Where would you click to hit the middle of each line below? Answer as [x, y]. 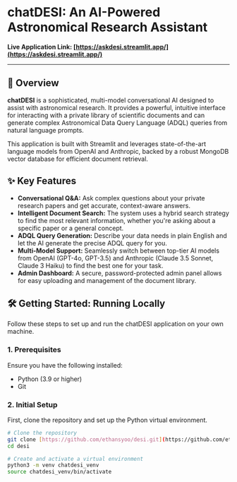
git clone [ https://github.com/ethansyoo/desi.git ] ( [86, 439]
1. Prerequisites [34, 350]
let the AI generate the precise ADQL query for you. [92, 243]
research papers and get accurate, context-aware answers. [104, 205]
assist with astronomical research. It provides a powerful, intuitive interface [116, 107]
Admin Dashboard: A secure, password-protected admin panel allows [120, 273]
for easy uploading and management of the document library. [107, 280]
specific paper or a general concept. [71, 228]
